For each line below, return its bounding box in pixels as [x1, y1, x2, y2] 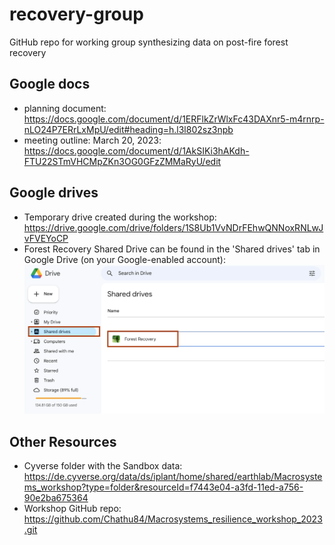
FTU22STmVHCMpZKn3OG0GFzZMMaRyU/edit [23, 155, 222, 167]
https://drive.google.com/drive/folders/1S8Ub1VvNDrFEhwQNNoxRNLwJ [23, 221, 324, 233]
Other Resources [9, 433, 117, 450]
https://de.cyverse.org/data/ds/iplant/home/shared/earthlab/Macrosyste [23, 471, 323, 483]
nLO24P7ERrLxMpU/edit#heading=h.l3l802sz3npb [23, 123, 234, 135]
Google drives [9, 184, 99, 202]
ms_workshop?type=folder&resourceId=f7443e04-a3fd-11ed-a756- [23, 481, 304, 493]
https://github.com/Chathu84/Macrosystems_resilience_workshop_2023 [23, 513, 323, 525]
